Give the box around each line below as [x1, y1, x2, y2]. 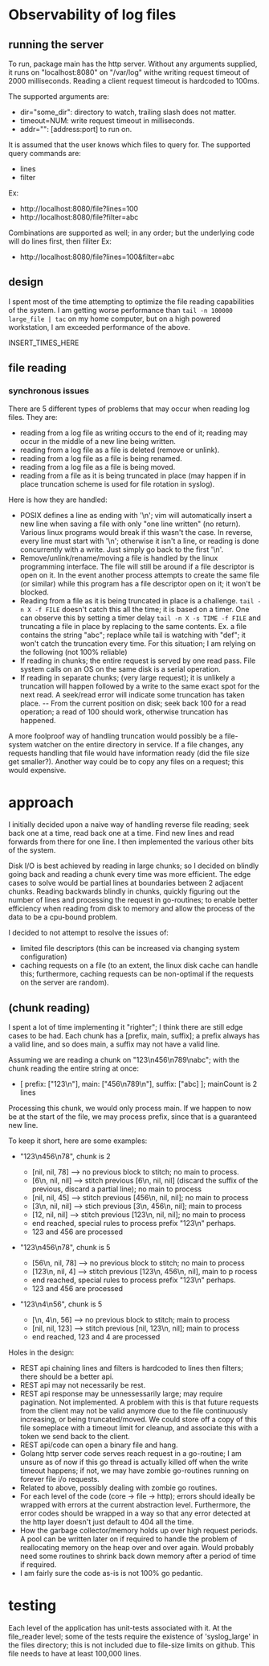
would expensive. [8, 765, 67, 775]
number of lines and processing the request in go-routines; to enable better [8, 895, 259, 905]
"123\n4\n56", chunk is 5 [19, 1299, 103, 1309]
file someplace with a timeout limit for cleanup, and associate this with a [19, 1423, 259, 1433]
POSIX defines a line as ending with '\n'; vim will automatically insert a [19, 510, 253, 520]
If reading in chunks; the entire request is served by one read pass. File [19, 656, 256, 665]
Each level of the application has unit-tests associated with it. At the [8, 1623, 233, 1633]
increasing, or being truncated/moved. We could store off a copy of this [19, 1414, 257, 1425]
